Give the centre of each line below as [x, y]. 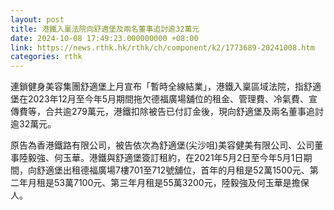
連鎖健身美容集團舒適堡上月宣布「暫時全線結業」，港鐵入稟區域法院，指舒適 [166, 87]
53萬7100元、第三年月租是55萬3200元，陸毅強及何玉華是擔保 [181, 183]
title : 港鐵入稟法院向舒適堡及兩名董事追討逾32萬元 [105, 29]
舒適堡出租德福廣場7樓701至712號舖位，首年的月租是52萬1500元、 [173, 170]
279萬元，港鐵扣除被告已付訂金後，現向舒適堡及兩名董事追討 [198, 112]
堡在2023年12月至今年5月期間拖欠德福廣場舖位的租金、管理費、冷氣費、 [160, 99]
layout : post [37, 19]
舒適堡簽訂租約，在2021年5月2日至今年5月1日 [209, 158]
